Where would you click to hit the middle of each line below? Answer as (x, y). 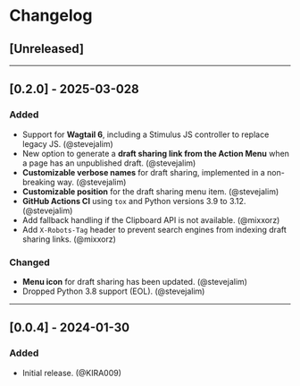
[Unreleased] (47, 49)
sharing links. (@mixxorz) (69, 239)
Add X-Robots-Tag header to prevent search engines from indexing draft (154, 229)
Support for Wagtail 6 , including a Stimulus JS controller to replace (146, 134)
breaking (38, 182)
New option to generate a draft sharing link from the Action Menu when (156, 153)
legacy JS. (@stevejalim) (67, 143)
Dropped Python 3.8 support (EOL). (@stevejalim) (113, 291)
